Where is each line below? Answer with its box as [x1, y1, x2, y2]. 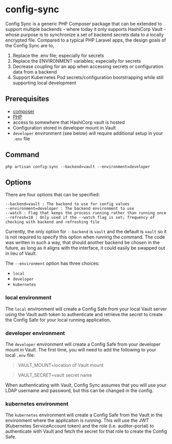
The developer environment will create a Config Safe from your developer [5, 341, 161, 347]
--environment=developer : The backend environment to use [5, 206, 135, 211]
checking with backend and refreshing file [5, 219, 100, 225]
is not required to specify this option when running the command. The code [5, 234, 165, 240]
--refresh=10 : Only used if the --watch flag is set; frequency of [5, 215, 155, 220]
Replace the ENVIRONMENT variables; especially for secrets [12, 58, 141, 64]
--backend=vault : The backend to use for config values [5, 201, 130, 207]
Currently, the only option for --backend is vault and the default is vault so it [5, 229, 167, 235]
